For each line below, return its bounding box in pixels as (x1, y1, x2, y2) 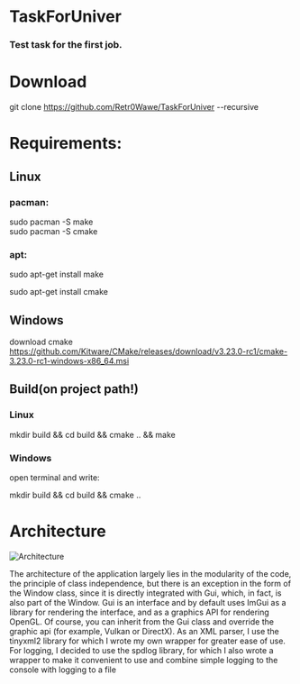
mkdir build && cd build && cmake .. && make (9, 429, 176, 440)
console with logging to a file (9, 664, 117, 675)
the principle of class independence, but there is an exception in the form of (9, 578, 291, 588)
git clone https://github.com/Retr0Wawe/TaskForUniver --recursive (9, 102, 259, 113)
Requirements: (9, 133, 123, 154)
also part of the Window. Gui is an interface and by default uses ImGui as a (9, 597, 286, 607)
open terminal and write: (9, 472, 101, 483)
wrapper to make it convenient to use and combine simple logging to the (9, 654, 278, 665)
